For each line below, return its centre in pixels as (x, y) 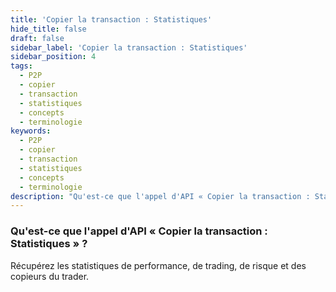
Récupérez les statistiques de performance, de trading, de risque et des (158, 265)
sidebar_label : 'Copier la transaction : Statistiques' (129, 47)
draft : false (37, 38)
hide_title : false (48, 29)
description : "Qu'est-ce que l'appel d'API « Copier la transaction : (160, 196)
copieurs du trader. (50, 276)
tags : (21, 66)
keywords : (31, 131)
